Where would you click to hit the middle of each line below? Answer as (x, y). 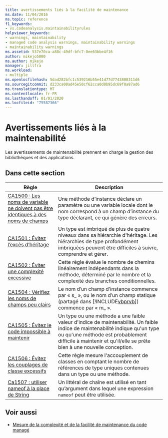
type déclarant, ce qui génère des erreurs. (107, 217)
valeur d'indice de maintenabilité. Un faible (108, 322)
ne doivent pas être (30, 208)
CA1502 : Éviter (26, 265)
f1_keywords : (19, 24)
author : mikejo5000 (25, 56)
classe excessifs (27, 371)
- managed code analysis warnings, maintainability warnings (70, 43)
